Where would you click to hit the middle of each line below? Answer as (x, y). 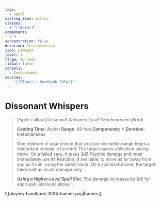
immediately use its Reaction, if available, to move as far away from (84, 159)
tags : (10, 9)
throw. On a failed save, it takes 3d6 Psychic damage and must (80, 154)
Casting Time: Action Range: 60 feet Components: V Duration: (81, 129)
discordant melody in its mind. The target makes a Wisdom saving (83, 148)
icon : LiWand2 (19, 50)
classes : (14, 23)
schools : (14, 69)
